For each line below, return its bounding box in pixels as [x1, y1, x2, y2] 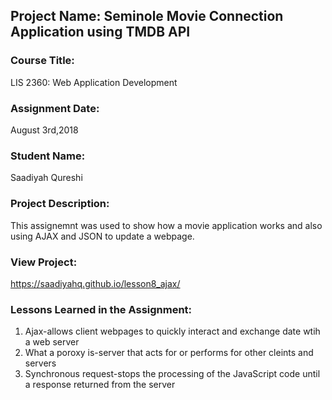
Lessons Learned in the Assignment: [10, 302, 193, 316]
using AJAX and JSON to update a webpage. [10, 230, 195, 242]
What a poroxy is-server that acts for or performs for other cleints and [24, 347, 314, 359]
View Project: [10, 255, 78, 269]
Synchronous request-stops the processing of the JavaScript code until [24, 368, 321, 380]
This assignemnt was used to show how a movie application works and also [10, 219, 323, 231]
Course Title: [10, 54, 75, 68]
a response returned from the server [24, 379, 176, 391]
